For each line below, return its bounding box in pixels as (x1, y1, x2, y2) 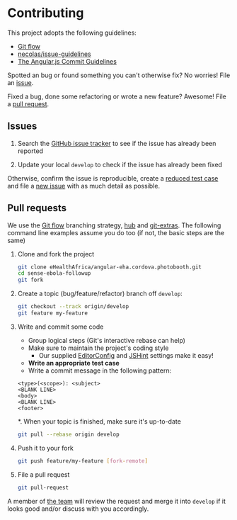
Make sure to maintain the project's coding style (28, 344, 169, 352)
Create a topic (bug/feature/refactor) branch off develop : (17, 289, 183, 298)
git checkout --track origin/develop (17, 303, 129, 310)
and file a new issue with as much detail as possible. (7, 181, 161, 190)
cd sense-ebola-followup (17, 270, 91, 277)
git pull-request (17, 484, 69, 491)
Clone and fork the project (17, 249, 95, 258)
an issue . (7, 78, 34, 86)
